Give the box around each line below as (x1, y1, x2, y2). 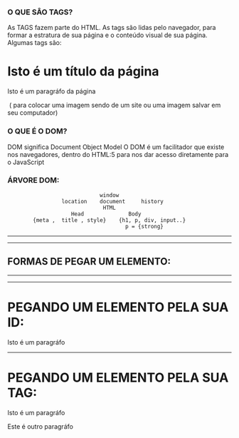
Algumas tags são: (7, 39, 62, 47)
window (99, 191, 119, 199)
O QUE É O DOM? (7, 126, 68, 136)
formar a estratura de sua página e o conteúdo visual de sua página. (7, 31, 208, 39)
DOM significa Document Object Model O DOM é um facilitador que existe (7, 143, 225, 151)
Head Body (70, 210, 142, 218)
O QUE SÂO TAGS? (7, 7, 73, 17)
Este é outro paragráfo (7, 422, 73, 431)
